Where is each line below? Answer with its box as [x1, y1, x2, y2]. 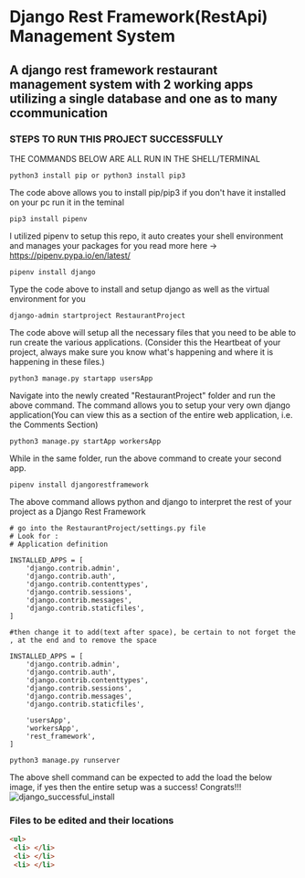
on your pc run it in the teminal [9, 197, 125, 208]
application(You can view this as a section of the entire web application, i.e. [9, 409, 293, 420]
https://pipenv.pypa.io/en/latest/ [9, 250, 131, 261]
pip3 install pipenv [9, 214, 89, 223]
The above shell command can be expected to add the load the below [9, 771, 272, 783]
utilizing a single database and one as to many [9, 91, 279, 106]
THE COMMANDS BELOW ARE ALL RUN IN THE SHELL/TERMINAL [9, 153, 260, 164]
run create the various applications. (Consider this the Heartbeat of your [9, 337, 281, 348]
